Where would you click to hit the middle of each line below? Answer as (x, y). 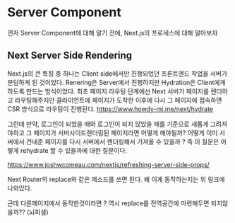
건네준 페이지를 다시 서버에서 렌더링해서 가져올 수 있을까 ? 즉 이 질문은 (122, 142)
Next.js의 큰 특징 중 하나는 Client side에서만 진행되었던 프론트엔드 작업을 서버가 (117, 73)
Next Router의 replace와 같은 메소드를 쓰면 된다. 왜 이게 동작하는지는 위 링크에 (116, 179)
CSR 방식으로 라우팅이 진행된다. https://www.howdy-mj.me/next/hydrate (110, 109)
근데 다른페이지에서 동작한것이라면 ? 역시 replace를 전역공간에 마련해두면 (108, 203)
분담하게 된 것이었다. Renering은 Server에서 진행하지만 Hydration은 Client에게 (116, 82)
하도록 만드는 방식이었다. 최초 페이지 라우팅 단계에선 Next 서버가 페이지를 (108, 91)
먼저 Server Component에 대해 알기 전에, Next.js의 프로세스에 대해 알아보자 (113, 33)
